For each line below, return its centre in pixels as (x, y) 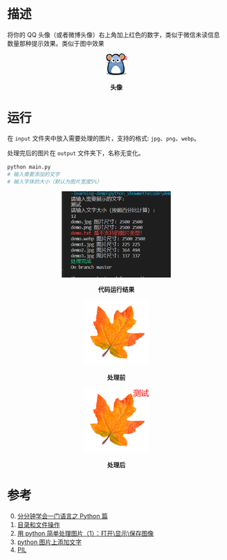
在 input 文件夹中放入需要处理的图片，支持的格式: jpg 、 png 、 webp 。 (104, 139)
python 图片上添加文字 (49, 542)
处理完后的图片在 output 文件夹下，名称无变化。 (76, 153)
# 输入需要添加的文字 (34, 175)
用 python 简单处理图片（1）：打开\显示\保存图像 (85, 533)
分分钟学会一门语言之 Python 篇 (63, 516)
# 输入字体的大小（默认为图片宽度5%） (55, 182)
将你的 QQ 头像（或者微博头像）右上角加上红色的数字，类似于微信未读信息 (113, 35)
